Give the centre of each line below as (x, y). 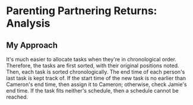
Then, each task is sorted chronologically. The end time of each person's (96, 72)
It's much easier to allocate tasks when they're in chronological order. (91, 59)
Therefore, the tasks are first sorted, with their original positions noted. (93, 65)
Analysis (28, 23)
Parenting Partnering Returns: (82, 11)
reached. (17, 97)
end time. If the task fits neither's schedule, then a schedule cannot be (93, 91)
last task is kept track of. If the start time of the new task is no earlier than (96, 78)
